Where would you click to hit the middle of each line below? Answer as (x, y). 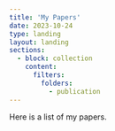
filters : (49, 75)
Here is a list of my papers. (58, 117)
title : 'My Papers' (45, 17)
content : (41, 67)
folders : (57, 83)
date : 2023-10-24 (41, 26)
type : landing (35, 34)
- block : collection (55, 58)
